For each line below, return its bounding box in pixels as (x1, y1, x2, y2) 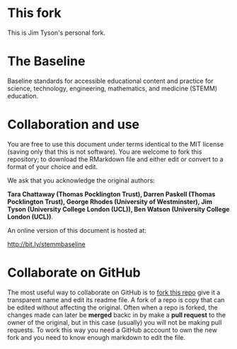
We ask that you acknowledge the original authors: (7, 176, 156, 185)
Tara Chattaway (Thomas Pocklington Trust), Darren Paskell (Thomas (7, 190, 216, 198)
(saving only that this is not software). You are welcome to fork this (7, 147, 202, 156)
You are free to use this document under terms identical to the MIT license (7, 139, 224, 148)
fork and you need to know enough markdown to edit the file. (7, 333, 186, 341)
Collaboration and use (7, 117, 140, 132)
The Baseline (7, 53, 86, 69)
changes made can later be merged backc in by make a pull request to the (7, 310, 226, 319)
